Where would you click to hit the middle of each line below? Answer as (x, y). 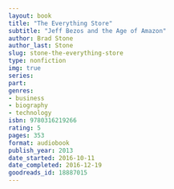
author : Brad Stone (41, 38)
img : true (25, 68)
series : (21, 76)
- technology (30, 113)
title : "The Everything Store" (61, 23)
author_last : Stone (41, 46)
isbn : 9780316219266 (43, 121)
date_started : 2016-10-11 (51, 158)
